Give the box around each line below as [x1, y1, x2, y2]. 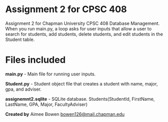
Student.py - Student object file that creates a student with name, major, [5, 80, 158, 87]
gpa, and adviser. [5, 86, 42, 92]
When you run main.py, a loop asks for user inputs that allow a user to [5, 25, 152, 31]
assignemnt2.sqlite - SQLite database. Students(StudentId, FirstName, [5, 96, 155, 102]
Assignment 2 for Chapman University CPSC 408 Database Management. [5, 20, 160, 26]
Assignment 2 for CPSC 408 [5, 4, 127, 15]
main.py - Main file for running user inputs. [5, 71, 96, 77]
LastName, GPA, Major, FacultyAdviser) [5, 101, 88, 107]
